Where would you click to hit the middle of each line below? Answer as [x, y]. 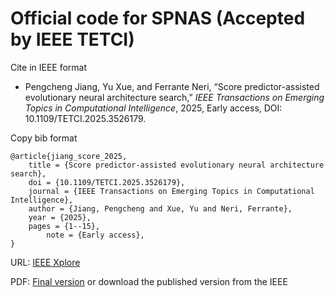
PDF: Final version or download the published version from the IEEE [149, 281]
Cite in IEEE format [49, 67]
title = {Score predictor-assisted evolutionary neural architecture [176, 165]
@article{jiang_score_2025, [69, 156]
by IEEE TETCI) [72, 39]
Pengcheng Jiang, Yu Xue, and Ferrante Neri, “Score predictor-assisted [172, 86]
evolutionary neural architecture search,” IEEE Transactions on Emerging [174, 97]
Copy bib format [44, 138]
